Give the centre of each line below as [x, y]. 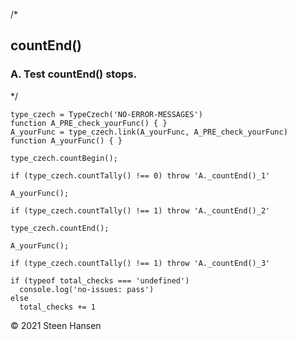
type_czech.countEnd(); [60, 228]
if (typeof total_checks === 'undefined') [100, 280]
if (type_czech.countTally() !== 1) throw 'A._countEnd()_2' [140, 210]
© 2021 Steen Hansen [56, 325]
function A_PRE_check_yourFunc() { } [89, 123]
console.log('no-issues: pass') [87, 289]
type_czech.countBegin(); [64, 158]
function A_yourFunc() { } [66, 140]
